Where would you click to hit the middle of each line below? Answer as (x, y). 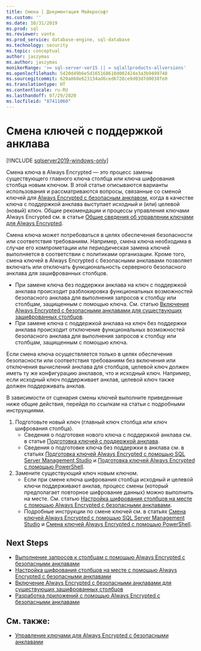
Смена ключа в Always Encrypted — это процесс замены (79, 172)
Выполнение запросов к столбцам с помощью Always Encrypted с (100, 557)
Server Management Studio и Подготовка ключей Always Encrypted (109, 460)
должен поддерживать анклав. (46, 386)
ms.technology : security (37, 46)
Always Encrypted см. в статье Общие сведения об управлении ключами (100, 216)
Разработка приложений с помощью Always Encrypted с (88, 596)
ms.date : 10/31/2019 (32, 23)
